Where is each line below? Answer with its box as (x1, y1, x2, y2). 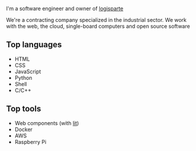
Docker (14, 126, 33, 133)
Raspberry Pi (14, 138, 47, 145)
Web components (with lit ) (14, 119, 79, 126)
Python (14, 74, 32, 81)
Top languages (6, 40, 62, 50)
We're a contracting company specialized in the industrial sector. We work (6, 17, 187, 23)
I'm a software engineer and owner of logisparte (6, 5, 124, 12)
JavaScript (14, 68, 41, 75)
